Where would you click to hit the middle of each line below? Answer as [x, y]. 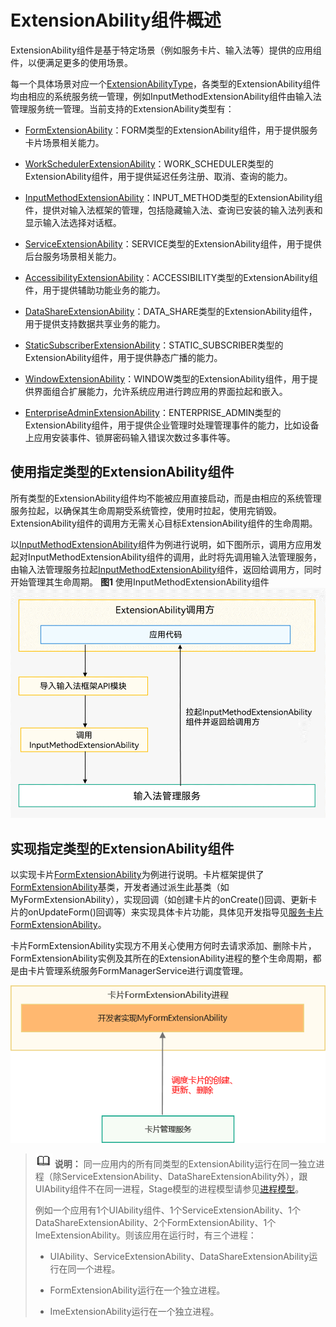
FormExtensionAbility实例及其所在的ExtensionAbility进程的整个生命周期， [161, 958]
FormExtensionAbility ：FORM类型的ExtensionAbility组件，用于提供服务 [171, 130]
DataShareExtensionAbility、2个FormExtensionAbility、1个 [155, 1222]
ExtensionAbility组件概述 [116, 20]
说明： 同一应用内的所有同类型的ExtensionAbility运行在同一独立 [185, 1163]
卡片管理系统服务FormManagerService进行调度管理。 [138, 970]
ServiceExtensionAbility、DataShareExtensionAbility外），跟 [184, 1176]
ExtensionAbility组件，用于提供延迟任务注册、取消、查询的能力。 [158, 176]
